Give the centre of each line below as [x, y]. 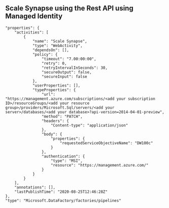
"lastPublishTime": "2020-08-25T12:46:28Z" [61, 192]
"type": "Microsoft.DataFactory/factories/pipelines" [63, 200]
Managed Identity [34, 16]
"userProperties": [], [56, 86]
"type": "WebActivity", [57, 46]
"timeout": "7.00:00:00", [69, 59]
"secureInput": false [64, 76]
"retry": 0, [54, 63]
